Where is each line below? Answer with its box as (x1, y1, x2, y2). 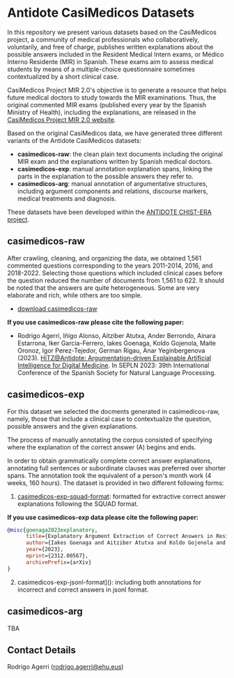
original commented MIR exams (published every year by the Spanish (7, 100, 207, 109)
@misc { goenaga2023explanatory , (7, 526, 98, 534)
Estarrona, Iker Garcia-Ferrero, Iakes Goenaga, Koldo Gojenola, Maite (17, 339, 216, 347)
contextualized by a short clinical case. (7, 72, 119, 81)
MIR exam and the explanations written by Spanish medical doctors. (17, 157, 212, 165)
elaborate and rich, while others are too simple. (7, 291, 143, 299)
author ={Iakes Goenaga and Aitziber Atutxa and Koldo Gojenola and (25, 539, 226, 546)
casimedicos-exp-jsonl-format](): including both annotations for (17, 578, 202, 586)
